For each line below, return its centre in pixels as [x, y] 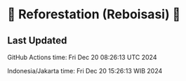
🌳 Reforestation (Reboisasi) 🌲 [94, 14]
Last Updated [37, 40]
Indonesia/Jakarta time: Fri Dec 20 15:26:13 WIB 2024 [85, 71]
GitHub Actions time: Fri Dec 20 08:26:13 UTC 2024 [82, 57]
